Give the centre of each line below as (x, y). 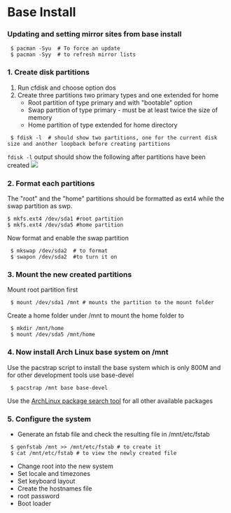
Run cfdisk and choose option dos (67, 88)
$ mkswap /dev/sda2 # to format (59, 251)
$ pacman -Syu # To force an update (65, 49)
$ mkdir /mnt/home (37, 329)
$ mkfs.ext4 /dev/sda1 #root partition (65, 219)
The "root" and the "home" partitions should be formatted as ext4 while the (116, 199)
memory (40, 117)
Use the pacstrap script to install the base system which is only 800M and (114, 367)
